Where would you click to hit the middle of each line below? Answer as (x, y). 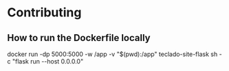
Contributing (44, 13)
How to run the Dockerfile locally (79, 38)
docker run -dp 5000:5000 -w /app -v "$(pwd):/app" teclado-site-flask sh (112, 54)
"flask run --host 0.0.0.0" (48, 61)
